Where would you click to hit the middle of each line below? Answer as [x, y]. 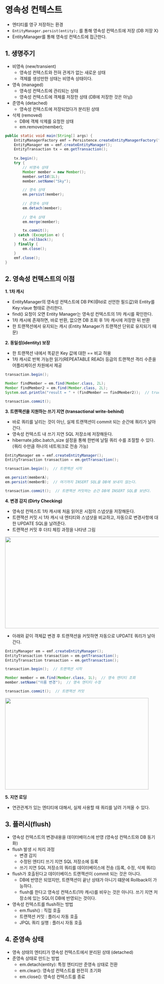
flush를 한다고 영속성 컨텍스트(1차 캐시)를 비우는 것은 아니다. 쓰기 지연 [86, 892]
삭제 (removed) [27, 115]
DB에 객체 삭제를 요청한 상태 [47, 121]
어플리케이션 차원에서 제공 [37, 365]
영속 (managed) [28, 85]
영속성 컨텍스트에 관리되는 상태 [49, 90]
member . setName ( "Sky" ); [47, 181]
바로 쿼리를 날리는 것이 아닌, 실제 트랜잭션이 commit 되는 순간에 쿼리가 [79, 422]
